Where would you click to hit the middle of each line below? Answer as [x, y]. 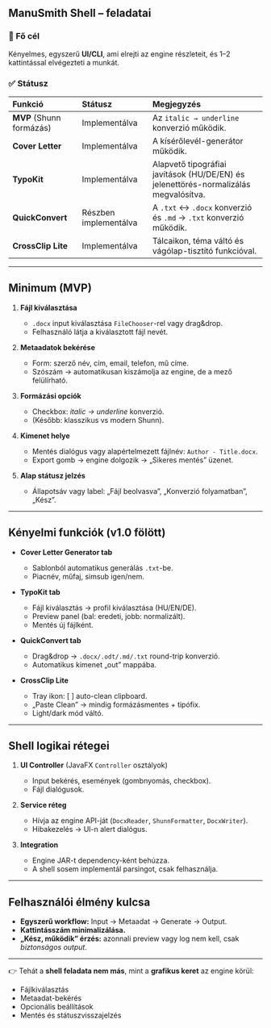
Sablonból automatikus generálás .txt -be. [102, 567]
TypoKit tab [40, 591]
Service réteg [43, 805]
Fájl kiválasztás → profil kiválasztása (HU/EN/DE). [114, 608]
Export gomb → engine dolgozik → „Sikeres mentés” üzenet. [133, 460]
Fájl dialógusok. [58, 789]
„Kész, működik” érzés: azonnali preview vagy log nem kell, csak [129, 938]
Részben [98, 212]
